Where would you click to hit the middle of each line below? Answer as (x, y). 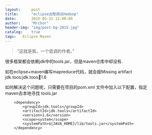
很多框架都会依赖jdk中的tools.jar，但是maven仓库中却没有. (64, 61)
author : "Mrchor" (27, 23)
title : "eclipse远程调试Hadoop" (42, 14)
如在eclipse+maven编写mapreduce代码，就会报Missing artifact (69, 71)
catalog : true (23, 32)
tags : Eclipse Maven (28, 37)
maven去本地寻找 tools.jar (31, 93)
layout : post (23, 9)
